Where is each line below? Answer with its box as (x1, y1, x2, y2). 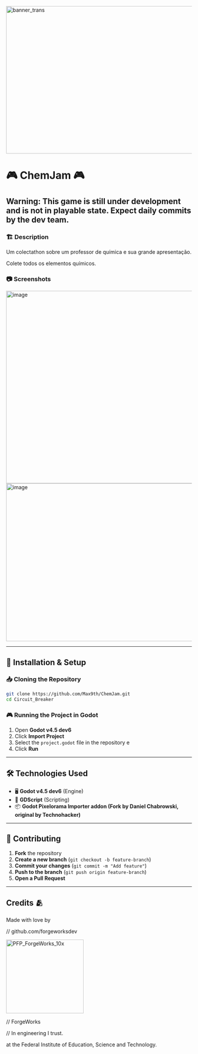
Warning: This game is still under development (6, 196, 181, 206)
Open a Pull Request (14, 875, 66, 882)
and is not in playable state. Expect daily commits (6, 205, 192, 215)
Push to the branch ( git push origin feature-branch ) (14, 868, 147, 875)
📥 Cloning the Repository (6, 675, 81, 683)
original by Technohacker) (14, 811, 81, 818)
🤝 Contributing (6, 834, 61, 844)
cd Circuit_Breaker (6, 696, 54, 702)
